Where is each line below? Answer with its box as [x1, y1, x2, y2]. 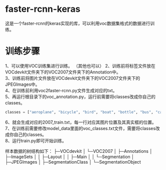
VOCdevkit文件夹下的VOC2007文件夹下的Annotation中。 [5, 69, 121, 75]
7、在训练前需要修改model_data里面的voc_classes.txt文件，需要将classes [5, 125, 156, 131]
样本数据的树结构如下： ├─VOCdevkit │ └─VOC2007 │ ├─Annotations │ [5, 148, 153, 154]
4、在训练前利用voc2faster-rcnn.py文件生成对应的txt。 [5, 87, 118, 93]
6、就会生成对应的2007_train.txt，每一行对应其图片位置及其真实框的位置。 [5, 119, 157, 125]
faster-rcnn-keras [5, 3, 81, 15]
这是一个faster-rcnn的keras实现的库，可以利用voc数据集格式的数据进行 [5, 20, 151, 26]
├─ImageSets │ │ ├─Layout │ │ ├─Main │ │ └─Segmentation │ [5, 154, 134, 160]
